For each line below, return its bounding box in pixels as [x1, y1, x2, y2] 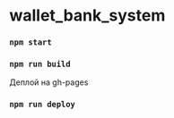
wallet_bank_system [9, 5, 166, 26]
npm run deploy [9, 99, 76, 110]
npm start [9, 38, 52, 47]
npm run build [9, 59, 71, 70]
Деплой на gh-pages [9, 77, 89, 88]
